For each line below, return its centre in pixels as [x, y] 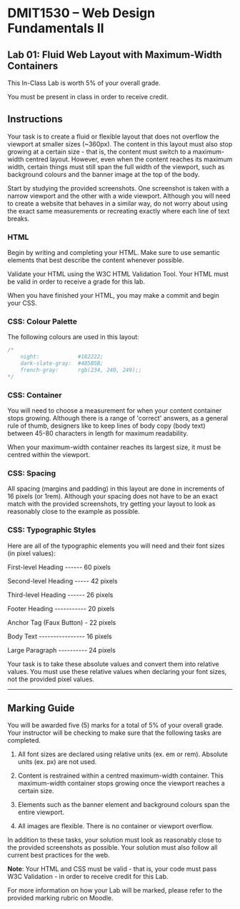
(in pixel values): [31, 553]
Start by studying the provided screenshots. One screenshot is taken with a [118, 188]
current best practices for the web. [59, 855]
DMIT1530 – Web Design [81, 13]
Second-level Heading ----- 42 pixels [62, 581]
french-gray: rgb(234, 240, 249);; [81, 370]
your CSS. [22, 303]
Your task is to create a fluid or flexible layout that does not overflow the [113, 136]
